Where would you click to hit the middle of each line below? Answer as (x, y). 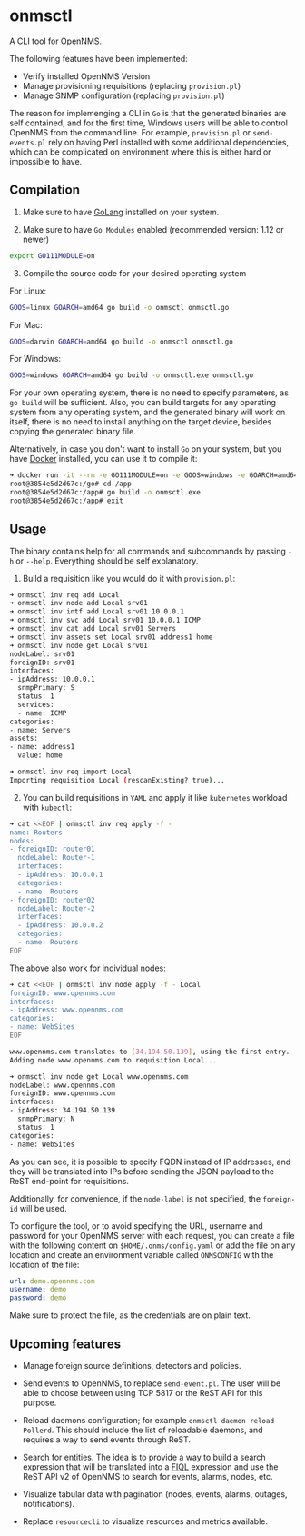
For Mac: (26, 324)
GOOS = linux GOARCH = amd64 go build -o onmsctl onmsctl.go (119, 307)
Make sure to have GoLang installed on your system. (121, 212)
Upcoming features (65, 1344)
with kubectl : (47, 807)
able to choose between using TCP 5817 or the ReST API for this (143, 1393)
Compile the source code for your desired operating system (134, 273)
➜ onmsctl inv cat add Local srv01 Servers (93, 629)
